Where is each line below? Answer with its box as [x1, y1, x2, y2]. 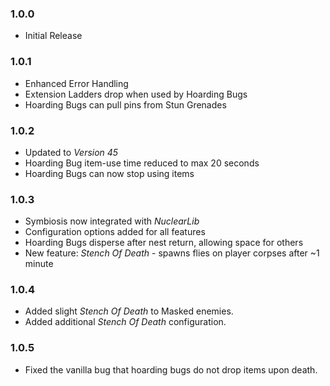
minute [24, 258, 54, 270]
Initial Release [24, 30, 83, 42]
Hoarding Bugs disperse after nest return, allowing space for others [24, 237, 304, 249]
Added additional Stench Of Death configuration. [24, 316, 227, 328]
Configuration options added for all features [24, 226, 206, 238]
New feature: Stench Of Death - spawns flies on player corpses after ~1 [24, 247, 320, 259]
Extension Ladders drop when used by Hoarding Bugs [24, 88, 248, 100]
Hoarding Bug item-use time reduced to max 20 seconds [24, 157, 260, 169]
